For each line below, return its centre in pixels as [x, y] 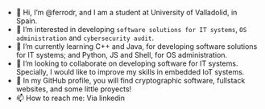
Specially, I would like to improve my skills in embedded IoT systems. [130, 72]
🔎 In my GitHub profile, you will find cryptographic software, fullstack [130, 81]
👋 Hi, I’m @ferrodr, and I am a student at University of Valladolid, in [126, 12]
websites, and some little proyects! [74, 89]
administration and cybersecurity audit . [85, 38]
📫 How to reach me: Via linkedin [70, 98]
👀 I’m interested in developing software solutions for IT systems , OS [131, 29]
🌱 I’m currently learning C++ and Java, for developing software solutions [137, 46]
